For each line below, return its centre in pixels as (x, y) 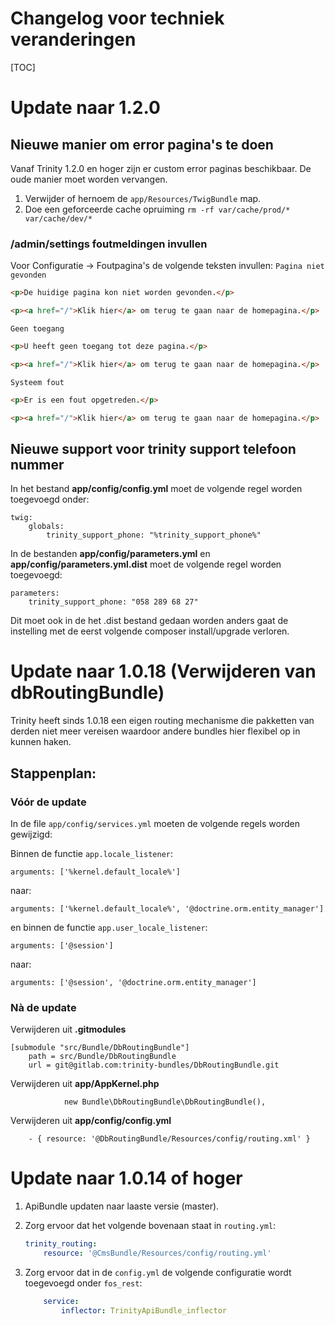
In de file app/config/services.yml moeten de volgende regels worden (155, 823)
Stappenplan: (53, 773)
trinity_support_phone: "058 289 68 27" (113, 602)
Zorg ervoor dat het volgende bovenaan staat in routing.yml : (150, 1226)
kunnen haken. (41, 742)
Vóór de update (48, 802)
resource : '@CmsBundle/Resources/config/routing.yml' (157, 1253)
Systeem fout (37, 382)
